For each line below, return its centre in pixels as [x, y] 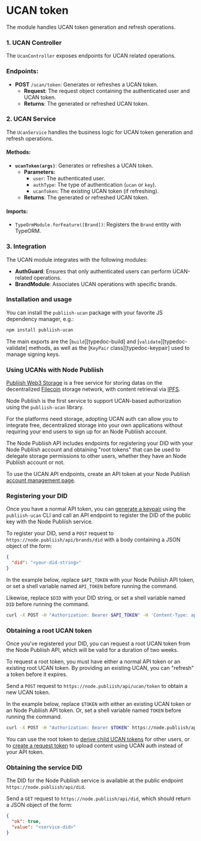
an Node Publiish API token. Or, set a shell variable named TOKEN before [94, 710]
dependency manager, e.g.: [40, 319]
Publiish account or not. [35, 462]
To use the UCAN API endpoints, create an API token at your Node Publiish [98, 474]
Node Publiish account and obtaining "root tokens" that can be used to [93, 450]
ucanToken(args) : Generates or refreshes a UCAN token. [84, 166]
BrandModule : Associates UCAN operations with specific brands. [96, 284]
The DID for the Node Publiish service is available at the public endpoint [95, 780]
